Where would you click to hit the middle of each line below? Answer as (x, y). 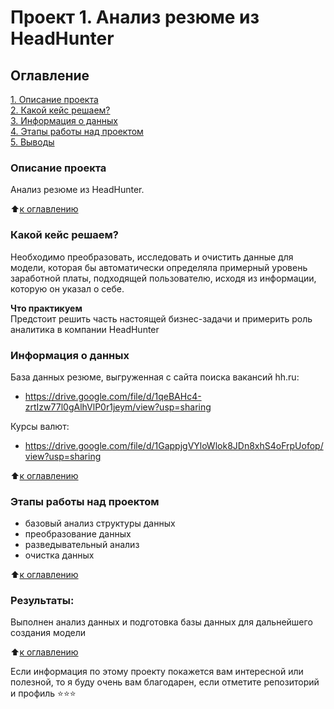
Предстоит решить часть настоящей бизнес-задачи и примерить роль (161, 318)
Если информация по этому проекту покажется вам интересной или (157, 672)
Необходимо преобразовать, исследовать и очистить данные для (152, 257)
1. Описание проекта (54, 99)
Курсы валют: (40, 426)
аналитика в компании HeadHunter (85, 329)
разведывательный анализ (82, 545)
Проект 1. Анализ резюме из (135, 17)
